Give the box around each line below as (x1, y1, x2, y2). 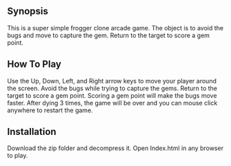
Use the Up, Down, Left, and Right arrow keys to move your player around (7, 76, 217, 85)
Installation (7, 126, 57, 138)
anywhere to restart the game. (7, 106, 93, 114)
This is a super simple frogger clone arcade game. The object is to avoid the (7, 23, 224, 32)
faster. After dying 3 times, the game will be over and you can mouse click (7, 98, 218, 107)
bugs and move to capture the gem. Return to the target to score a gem (7, 31, 210, 39)
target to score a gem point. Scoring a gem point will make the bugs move (7, 91, 217, 99)
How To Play (7, 59, 62, 70)
